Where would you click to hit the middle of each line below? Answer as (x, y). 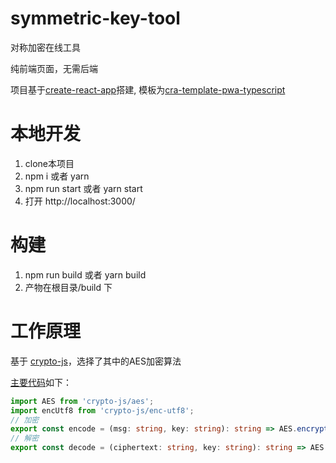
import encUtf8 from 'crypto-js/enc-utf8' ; (102, 410)
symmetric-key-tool (95, 18)
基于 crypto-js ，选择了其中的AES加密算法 (96, 361)
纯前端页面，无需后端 (54, 68)
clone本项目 (49, 163)
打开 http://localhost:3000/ (80, 201)
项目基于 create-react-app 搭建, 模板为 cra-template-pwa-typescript (148, 89)
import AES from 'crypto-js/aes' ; (82, 401)
